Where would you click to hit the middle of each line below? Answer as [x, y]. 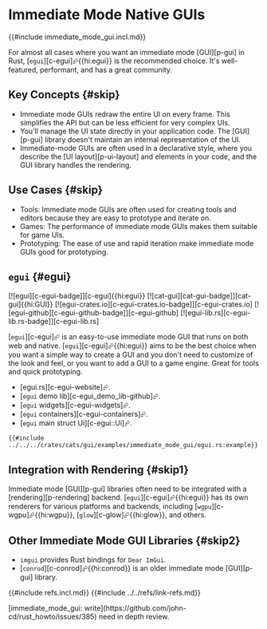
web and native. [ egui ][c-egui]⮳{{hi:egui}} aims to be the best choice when [132, 346]
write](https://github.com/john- [135, 608]
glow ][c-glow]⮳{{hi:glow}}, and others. [143, 515]
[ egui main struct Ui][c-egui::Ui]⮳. [76, 423]
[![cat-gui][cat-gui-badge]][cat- [199, 296]
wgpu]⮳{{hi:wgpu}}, [42, 515]
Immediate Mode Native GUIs [107, 15]
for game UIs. [42, 235]
